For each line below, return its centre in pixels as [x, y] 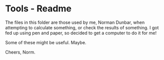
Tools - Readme [38, 9]
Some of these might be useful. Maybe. [46, 42]
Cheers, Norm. [20, 52]
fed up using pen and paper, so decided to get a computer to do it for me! [81, 33]
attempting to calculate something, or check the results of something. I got [82, 27]
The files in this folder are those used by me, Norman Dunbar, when [75, 22]
